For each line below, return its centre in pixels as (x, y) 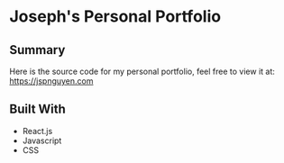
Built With (37, 109)
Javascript (42, 140)
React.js (37, 131)
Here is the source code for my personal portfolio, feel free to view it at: (142, 71)
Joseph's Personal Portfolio (115, 17)
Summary (37, 50)
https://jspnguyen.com (51, 81)
